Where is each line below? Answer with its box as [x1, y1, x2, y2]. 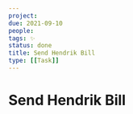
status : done [8, 42, 52, 50]
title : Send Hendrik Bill [8, 49, 95, 57]
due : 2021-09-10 [8, 19, 63, 27]
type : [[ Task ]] [8, 57, 60, 65]
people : [8, 26, 35, 35]
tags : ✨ [8, 34, 35, 43]
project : [8, 11, 38, 20]
